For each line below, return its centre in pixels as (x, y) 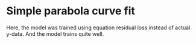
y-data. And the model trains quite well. (55, 33)
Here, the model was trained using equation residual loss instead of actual (98, 27)
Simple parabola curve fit (71, 11)
